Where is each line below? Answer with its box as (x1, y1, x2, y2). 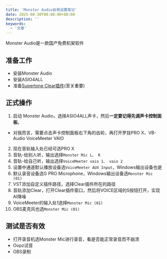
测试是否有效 (5, 222, 45, 231)
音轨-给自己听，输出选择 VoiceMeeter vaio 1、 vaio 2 (12, 158, 123, 164)
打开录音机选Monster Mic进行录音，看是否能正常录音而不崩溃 (12, 236, 140, 242)
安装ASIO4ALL (12, 76, 43, 82)
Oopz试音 (12, 242, 33, 248)
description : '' (5, 16, 39, 21)
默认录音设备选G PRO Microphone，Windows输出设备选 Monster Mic (12, 170, 153, 176)
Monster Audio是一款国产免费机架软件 (5, 40, 84, 46)
